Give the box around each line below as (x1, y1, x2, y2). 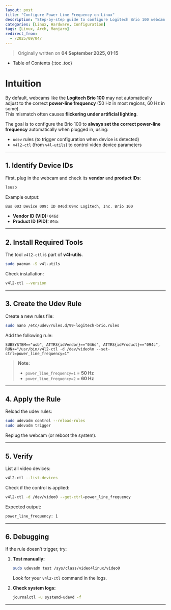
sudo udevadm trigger (5, 423, 51, 428)
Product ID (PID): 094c (12, 218, 60, 225)
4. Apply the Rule (5, 395, 61, 404)
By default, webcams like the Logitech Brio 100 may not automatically (5, 95, 152, 101)
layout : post (5, 7, 33, 13)
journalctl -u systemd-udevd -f (12, 595, 81, 600)
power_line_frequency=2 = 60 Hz (25, 375, 94, 381)
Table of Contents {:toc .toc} (12, 60, 73, 66)
